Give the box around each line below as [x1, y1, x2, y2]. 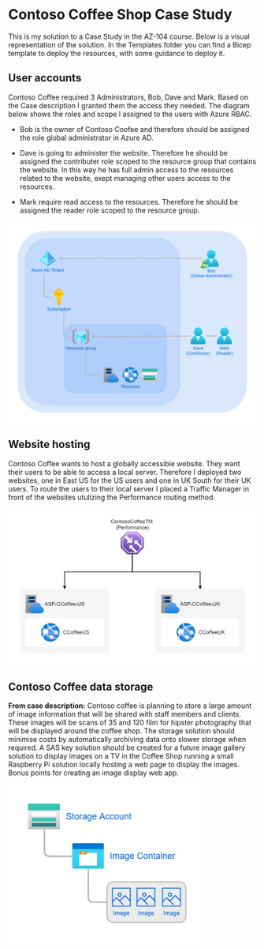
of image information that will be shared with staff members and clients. [8, 710, 242, 719]
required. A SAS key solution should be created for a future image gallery [8, 743, 246, 752]
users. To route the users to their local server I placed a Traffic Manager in [8, 484, 250, 493]
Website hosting [8, 438, 91, 451]
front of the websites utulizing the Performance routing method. [8, 492, 215, 502]
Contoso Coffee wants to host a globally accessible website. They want [8, 458, 240, 468]
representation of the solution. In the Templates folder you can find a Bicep [8, 40, 251, 49]
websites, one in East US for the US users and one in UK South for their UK [8, 476, 251, 485]
